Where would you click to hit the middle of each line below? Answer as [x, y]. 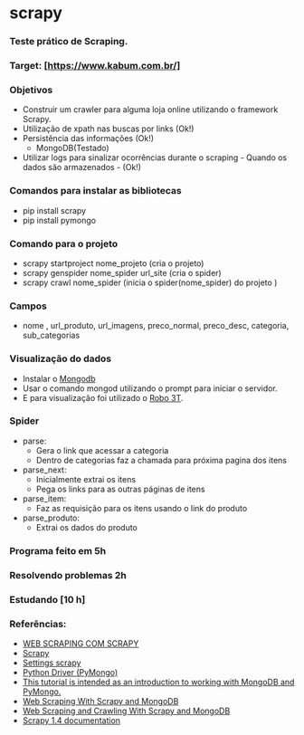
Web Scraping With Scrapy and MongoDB [100, 701]
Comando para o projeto [64, 243]
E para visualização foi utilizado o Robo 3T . [103, 397]
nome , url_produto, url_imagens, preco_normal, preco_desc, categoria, [156, 326]
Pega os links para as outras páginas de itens [120, 489]
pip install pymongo [59, 220]
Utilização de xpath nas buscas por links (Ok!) [108, 129]
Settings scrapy [52, 663]
